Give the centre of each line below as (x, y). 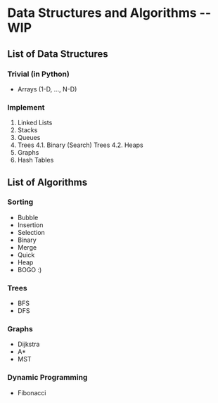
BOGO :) (30, 269)
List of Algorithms (47, 182)
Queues (29, 138)
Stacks (27, 130)
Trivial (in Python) (39, 74)
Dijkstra (28, 344)
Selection (31, 232)
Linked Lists (35, 123)
